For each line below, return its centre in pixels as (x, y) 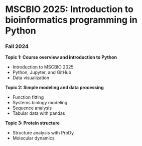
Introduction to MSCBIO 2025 (43, 67)
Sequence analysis (32, 108)
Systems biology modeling (40, 103)
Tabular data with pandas (39, 113)
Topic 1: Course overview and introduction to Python (61, 57)
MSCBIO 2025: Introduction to (69, 9)
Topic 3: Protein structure (33, 123)
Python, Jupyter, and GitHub (42, 72)
